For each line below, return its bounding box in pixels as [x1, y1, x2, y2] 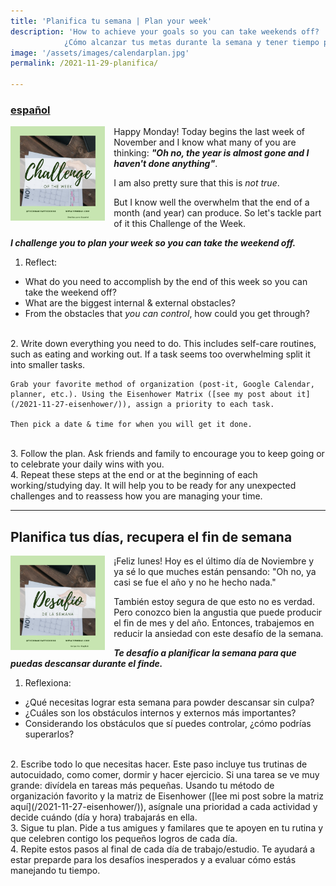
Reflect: [24, 256, 58, 269]
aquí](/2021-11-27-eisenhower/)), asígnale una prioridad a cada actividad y [10, 801, 318, 813]
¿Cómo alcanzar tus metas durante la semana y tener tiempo [63, 37, 320, 47]
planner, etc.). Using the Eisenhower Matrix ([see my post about [10, 390, 293, 400]
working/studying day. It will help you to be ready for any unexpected [10, 480, 297, 492]
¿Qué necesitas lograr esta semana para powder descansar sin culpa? [24, 696, 315, 709]
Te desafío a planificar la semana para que [113, 647, 297, 659]
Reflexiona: [24, 677, 72, 689]
